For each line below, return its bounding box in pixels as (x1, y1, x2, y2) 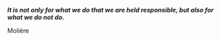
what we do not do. (7, 13, 65, 21)
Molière (7, 27, 29, 34)
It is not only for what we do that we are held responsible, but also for (7, 6, 214, 14)
